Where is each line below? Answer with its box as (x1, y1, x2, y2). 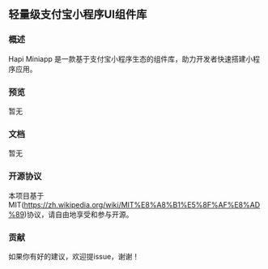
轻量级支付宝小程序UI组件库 (8, 7, 147, 22)
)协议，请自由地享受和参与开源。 (23, 209, 134, 219)
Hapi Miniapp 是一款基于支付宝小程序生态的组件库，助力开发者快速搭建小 (8, 53, 253, 63)
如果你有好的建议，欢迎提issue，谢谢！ (8, 251, 140, 261)
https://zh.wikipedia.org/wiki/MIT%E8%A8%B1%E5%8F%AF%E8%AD (23, 199, 261, 209)
